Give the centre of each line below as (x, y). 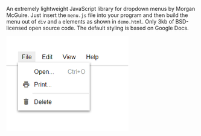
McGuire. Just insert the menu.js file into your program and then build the (97, 15)
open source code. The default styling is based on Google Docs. (109, 28)
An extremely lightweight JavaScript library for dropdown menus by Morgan (101, 9)
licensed (17, 28)
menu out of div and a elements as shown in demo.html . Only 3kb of (90, 21)
